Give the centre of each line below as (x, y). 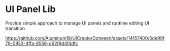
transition (15, 28)
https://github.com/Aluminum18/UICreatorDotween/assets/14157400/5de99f (85, 38)
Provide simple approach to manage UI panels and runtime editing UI (77, 23)
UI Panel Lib (30, 9)
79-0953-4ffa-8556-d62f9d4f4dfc (42, 43)
